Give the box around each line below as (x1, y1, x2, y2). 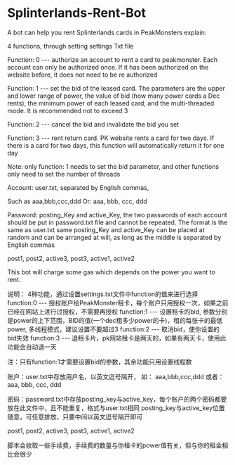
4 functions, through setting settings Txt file (7, 42, 134, 50)
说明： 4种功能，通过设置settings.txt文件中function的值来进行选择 (7, 290, 199, 298)
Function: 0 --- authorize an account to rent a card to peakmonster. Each (7, 55, 218, 64)
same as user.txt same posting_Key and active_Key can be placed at (7, 225, 205, 234)
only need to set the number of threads (7, 170, 121, 178)
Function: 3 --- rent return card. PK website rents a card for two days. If (7, 134, 215, 142)
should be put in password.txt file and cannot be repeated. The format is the (7, 218, 228, 227)
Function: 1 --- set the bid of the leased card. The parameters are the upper (7, 84, 226, 92)
